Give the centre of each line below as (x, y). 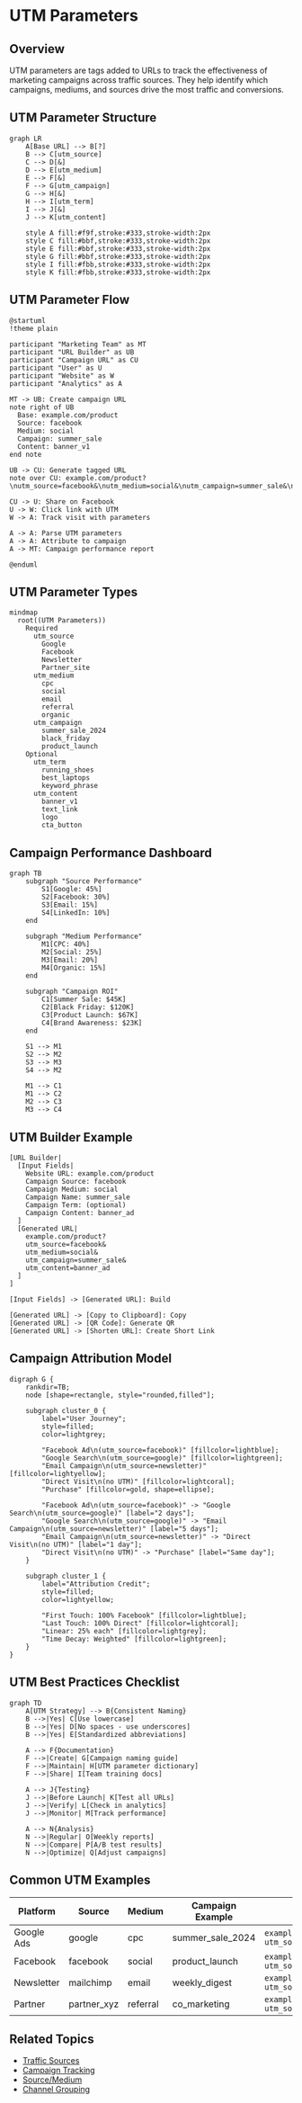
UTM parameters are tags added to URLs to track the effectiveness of (138, 70)
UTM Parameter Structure (83, 118)
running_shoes (68, 770)
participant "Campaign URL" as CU (74, 360)
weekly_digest (202, 1982)
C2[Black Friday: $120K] (88, 1007)
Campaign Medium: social (72, 1190)
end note (26, 454)
